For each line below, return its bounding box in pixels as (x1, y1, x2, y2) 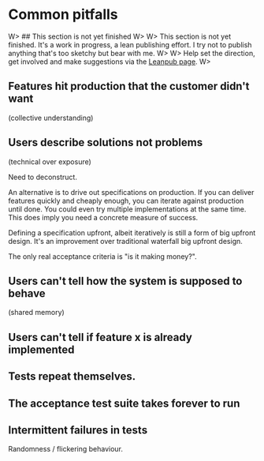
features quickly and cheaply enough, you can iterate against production (8, 196, 244, 205)
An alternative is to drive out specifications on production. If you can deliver (8, 187, 255, 197)
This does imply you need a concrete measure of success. (8, 212, 199, 222)
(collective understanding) (8, 113, 94, 122)
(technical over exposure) (8, 156, 92, 167)
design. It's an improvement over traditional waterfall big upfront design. (8, 236, 243, 245)
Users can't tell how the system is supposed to (8, 274, 243, 287)
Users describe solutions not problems (8, 136, 203, 149)
